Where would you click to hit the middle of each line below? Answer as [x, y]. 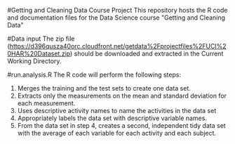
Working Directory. [34, 61]
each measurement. [46, 103]
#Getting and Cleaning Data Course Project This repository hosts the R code [117, 10]
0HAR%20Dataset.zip [39, 53]
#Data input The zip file [41, 39]
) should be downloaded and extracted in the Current [147, 53]
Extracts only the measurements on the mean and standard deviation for [122, 96]
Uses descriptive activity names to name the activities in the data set [117, 111]
